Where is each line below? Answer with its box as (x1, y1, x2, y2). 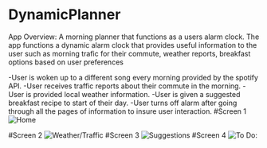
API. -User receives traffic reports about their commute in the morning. (8, 81, 241, 91)
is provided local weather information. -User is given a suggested (26, 89, 241, 99)
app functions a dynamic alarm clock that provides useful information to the (8, 40, 257, 49)
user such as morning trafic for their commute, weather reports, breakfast (8, 49, 251, 58)
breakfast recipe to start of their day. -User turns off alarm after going (8, 98, 238, 107)
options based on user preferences (8, 57, 124, 67)
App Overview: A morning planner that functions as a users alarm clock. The (8, 32, 260, 41)
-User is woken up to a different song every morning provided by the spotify (8, 72, 259, 82)
